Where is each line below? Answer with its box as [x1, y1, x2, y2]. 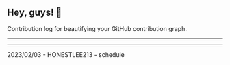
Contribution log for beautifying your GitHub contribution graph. [7, 24, 187, 32]
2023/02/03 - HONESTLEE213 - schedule [7, 50, 125, 58]
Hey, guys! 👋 [7, 7, 62, 18]
